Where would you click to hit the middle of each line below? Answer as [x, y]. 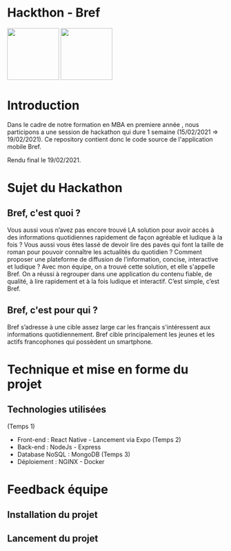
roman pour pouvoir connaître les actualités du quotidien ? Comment [104, 252]
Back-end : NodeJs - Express [59, 447]
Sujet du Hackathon [65, 188]
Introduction [43, 106]
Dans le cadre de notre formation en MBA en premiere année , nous [103, 124]
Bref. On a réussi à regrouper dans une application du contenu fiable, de [110, 273]
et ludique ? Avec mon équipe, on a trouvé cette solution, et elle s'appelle [111, 267]
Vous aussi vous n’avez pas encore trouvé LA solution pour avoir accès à [111, 230]
